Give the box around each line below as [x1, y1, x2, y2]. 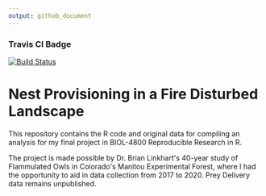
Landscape [8, 102, 85, 121]
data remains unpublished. [8, 178, 97, 188]
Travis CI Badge [8, 38, 72, 49]
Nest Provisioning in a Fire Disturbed [8, 85, 259, 103]
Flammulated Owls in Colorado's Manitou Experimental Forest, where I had [8, 161, 256, 171]
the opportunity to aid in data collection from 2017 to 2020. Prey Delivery [8, 170, 251, 180]
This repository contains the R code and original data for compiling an [8, 128, 240, 138]
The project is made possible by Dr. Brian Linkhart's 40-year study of [8, 152, 239, 162]
